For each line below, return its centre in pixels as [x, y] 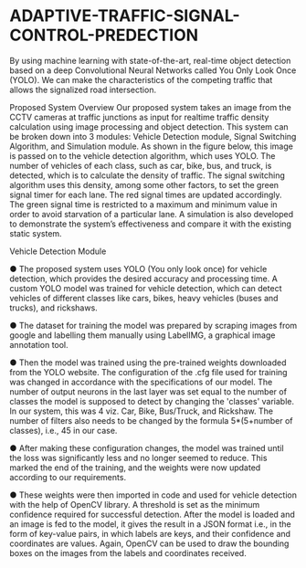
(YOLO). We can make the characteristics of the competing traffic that [141, 79]
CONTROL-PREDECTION [104, 35]
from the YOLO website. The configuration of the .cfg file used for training [148, 372]
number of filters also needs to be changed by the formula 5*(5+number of [152, 420]
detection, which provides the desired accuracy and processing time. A [144, 279]
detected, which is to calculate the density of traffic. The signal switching [148, 175]
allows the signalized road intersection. [83, 89]
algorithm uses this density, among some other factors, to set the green [144, 184]
